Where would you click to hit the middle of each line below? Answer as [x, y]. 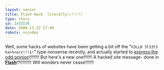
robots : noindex [22, 33]
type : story [17, 19]
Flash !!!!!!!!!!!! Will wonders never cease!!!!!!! [50, 62]
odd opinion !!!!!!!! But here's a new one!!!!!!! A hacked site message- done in [82, 57]
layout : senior [21, 10]
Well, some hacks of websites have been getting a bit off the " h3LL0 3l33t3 [82, 47]
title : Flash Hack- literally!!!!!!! [44, 14]
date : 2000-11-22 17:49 [30, 28]
